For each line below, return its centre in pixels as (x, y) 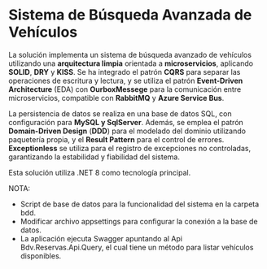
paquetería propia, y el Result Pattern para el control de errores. (116, 139)
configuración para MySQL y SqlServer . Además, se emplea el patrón (126, 122)
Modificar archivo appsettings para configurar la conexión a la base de (139, 221)
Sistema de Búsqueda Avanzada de (130, 15)
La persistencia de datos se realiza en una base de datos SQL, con (120, 113)
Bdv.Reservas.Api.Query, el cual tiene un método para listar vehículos (137, 247)
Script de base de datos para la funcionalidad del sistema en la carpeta (140, 204)
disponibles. (41, 256)
